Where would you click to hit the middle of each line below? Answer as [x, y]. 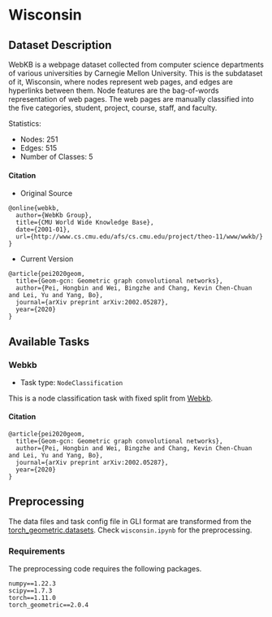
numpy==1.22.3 [32, 584]
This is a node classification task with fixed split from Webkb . [111, 398]
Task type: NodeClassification [71, 382]
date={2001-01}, [43, 230]
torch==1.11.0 [32, 598]
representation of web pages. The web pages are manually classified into [131, 99]
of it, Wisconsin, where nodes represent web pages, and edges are [121, 82]
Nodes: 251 [39, 139]
